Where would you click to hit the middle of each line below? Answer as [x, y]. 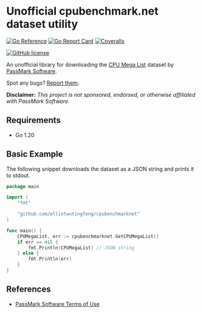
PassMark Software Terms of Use [57, 304]
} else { [28, 253]
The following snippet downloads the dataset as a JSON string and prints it [100, 169]
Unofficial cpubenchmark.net [82, 11]
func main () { [24, 230]
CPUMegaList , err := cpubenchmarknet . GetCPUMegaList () [88, 236]
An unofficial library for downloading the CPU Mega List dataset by [90, 65]
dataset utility [42, 24]
